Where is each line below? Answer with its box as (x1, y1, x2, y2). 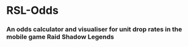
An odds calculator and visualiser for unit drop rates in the (6, 25, 183, 34)
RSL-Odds (6, 4, 59, 17)
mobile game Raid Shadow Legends (6, 33, 114, 41)
